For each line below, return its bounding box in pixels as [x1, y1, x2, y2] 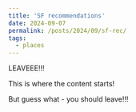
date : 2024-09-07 [8, 19, 66, 27]
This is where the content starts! [8, 79, 115, 89]
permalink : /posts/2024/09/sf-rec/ [8, 26, 127, 34]
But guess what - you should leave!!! [8, 94, 129, 104]
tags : [8, 34, 26, 42]
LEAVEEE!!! [8, 63, 46, 73]
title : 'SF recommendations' [8, 11, 106, 20]
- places [15, 42, 45, 50]
